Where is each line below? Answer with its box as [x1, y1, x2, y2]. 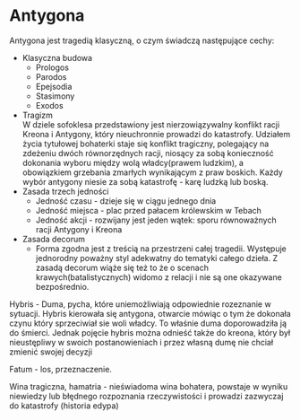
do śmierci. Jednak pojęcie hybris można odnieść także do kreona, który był [9, 327, 291, 337]
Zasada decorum [21, 233, 86, 244]
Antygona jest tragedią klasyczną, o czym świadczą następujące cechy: [9, 35, 275, 46]
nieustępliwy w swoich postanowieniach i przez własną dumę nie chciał [9, 337, 274, 347]
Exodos [35, 100, 64, 110]
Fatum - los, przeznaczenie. [9, 363, 112, 374]
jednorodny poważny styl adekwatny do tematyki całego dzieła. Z [35, 252, 279, 263]
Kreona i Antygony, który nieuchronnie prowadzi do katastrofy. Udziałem [21, 128, 291, 139]
